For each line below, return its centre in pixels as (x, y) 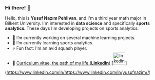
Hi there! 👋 (18, 8)
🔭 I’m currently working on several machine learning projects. (74, 38)
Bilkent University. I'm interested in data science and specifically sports (77, 23)
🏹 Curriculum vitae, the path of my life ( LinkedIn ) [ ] (69, 63)
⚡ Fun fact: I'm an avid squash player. (50, 48)
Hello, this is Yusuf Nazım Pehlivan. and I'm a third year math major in (76, 18)
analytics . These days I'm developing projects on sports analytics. (72, 28)
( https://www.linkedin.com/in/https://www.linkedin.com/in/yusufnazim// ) (78, 72)
